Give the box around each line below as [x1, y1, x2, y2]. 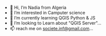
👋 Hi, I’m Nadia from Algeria [9, 5, 67, 10]
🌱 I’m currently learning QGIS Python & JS [9, 15, 96, 20]
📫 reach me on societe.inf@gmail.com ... [9, 26, 93, 31]
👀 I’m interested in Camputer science [9, 10, 86, 16]
